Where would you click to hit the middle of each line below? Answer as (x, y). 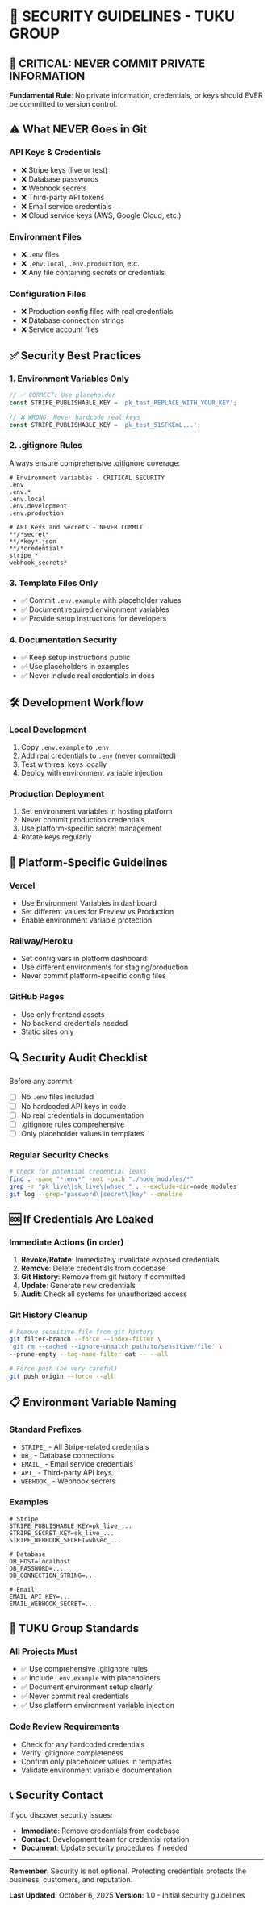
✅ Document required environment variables (95, 609)
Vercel (22, 885)
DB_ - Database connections (67, 1455)
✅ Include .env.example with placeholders (90, 1678)
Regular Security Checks (59, 1155)
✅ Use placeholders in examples (75, 667)
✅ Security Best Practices (75, 356)
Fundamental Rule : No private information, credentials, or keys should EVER (136, 95)
